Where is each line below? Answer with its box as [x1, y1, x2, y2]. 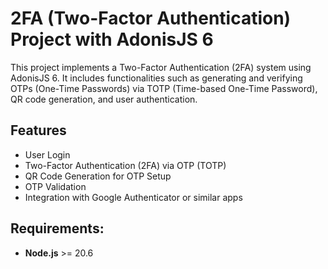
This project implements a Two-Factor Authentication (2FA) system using [10, 61, 312, 73]
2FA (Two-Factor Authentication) [10, 7, 292, 30]
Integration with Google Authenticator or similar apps [24, 191, 243, 203]
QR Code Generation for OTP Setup [24, 170, 172, 182]
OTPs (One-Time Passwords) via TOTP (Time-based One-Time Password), [10, 82, 318, 94]
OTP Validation [24, 180, 87, 192]
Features [10, 122, 67, 139]
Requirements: [10, 220, 105, 237]
